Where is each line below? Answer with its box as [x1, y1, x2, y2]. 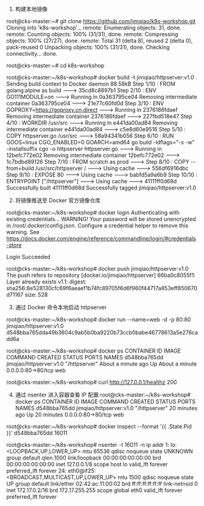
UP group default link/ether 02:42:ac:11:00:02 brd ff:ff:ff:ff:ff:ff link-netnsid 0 [6, 480, 198, 487]
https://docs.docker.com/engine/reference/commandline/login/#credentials [6, 235, 196, 242]
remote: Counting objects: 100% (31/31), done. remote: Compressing [6, 31, 178, 38]
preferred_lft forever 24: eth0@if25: [6, 467, 96, 474]
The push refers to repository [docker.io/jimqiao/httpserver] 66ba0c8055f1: [6, 271, 196, 279]
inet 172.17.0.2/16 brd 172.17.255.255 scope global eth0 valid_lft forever [6, 486, 183, 494]
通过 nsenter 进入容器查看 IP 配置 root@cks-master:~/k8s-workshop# [15, 391, 191, 398]
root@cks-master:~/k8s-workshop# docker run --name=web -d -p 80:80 [6, 316, 191, 323]
